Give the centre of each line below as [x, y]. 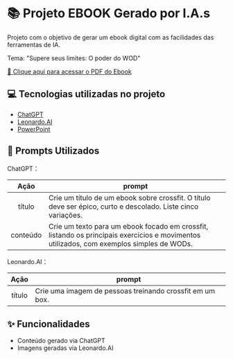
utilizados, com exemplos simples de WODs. [120, 243]
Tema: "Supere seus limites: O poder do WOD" [74, 58]
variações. [66, 215]
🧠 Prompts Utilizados [53, 151]
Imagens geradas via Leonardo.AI [65, 348]
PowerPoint [34, 129]
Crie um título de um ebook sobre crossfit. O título [129, 198]
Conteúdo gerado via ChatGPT [61, 341]
